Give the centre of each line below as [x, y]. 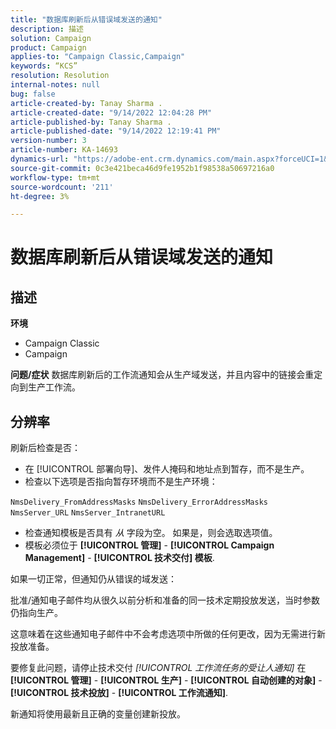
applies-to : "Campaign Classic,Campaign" [98, 57]
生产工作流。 [54, 387]
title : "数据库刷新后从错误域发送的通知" [86, 19]
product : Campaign [48, 47]
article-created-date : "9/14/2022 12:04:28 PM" [111, 112]
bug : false [33, 94]
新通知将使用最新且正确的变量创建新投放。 [98, 714]
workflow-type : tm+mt [55, 177]
